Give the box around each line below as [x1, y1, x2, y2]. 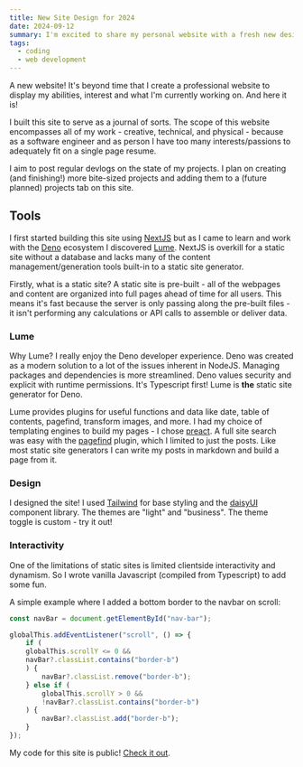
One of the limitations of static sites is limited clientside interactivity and [9, 559, 276, 570]
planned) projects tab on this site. [9, 182, 134, 192]
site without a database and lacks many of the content [9, 251, 211, 262]
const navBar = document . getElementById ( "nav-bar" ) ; [9, 613, 212, 623]
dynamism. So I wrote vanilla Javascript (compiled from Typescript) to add [9, 569, 287, 580]
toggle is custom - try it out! [9, 517, 113, 528]
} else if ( [25, 680, 70, 689]
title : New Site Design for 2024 [9, 13, 135, 23]
